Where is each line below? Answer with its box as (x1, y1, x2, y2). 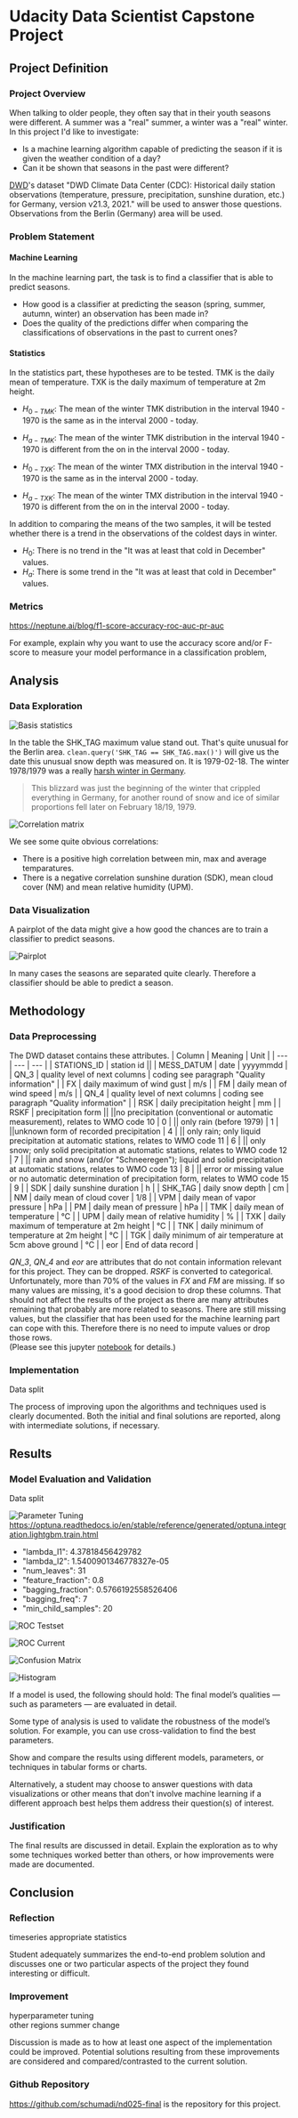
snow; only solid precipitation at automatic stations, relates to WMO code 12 (9, 1144, 287, 1155)
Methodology (9, 1003, 86, 1018)
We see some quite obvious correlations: (9, 836, 159, 846)
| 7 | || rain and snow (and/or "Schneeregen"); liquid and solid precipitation (9, 1154, 283, 1165)
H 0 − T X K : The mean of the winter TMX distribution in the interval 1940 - (21, 461, 285, 473)
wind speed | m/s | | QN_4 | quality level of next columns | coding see (9, 1087, 264, 1098)
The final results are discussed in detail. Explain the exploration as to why (9, 1840, 278, 1851)
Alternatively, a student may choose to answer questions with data (9, 1778, 254, 1790)
